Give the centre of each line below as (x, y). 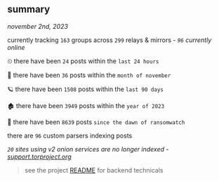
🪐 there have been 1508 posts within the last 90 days (85, 89)
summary (29, 9)
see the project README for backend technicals (94, 170)
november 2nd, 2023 (38, 26)
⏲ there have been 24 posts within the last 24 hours (83, 61)
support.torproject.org (39, 156)
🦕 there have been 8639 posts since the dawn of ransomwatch (96, 122)
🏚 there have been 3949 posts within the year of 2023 (86, 105)
